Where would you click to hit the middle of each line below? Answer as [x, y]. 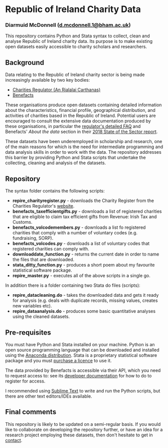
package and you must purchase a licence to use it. [58, 360]
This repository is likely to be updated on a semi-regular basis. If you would [83, 424]
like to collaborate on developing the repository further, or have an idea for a [84, 429]
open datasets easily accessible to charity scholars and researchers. [76, 47]
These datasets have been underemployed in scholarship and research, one [84, 142]
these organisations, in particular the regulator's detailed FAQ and [73, 126]
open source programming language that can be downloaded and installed [82, 350]
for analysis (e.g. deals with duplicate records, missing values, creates [85, 300]
